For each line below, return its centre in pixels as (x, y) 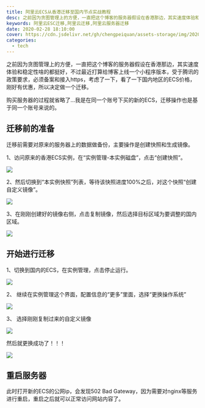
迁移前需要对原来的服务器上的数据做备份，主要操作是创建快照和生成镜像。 (100, 145)
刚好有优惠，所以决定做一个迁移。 (49, 87)
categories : (21, 40)
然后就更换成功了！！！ (36, 343)
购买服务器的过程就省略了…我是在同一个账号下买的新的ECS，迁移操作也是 (99, 100)
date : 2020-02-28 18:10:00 (41, 29)
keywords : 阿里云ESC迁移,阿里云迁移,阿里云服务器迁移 (68, 23)
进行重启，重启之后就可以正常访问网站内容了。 (65, 399)
